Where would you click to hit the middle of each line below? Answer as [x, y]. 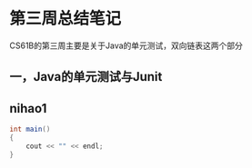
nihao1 [28, 109]
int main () [30, 129]
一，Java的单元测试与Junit [86, 77]
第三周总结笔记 [66, 19]
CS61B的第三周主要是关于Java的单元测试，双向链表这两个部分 [126, 45]
